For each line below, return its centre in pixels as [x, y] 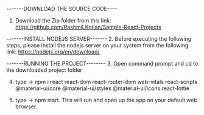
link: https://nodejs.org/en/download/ [53, 52]
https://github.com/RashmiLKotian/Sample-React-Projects [88, 27]
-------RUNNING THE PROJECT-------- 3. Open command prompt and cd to [102, 64]
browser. [26, 106]
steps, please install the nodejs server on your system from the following [97, 45]
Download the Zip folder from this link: [63, 20]
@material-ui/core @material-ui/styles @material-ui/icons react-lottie [102, 88]
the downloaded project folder [44, 70]
